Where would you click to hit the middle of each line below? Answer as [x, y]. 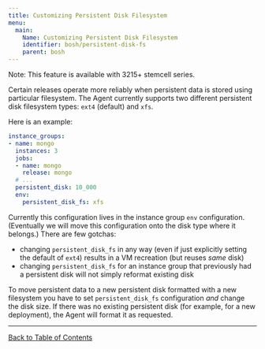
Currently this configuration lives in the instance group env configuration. [127, 217]
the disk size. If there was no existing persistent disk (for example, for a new [132, 306]
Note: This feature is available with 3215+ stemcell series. [102, 74]
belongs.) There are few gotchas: [62, 234]
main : [24, 30]
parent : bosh [44, 52]
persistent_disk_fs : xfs [63, 202]
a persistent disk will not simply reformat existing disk [107, 274]
